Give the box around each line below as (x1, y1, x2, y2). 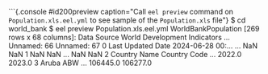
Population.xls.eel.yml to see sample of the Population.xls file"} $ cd (8, 15, 246, 25)
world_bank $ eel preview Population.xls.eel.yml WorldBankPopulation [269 (8, 24, 260, 33)
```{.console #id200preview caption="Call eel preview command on (8, 7, 234, 16)
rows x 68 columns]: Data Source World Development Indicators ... (8, 32, 230, 42)
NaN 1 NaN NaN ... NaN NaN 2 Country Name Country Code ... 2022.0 (8, 50, 242, 59)
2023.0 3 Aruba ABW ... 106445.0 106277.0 (8, 58, 152, 68)
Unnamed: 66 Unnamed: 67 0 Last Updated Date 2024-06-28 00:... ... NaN (8, 41, 258, 51)
